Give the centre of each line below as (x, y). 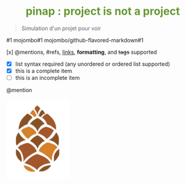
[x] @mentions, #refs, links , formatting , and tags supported (82, 52)
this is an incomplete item (47, 78)
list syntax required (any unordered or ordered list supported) (92, 64)
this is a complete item (43, 71)
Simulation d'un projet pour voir (61, 28)
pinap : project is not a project (103, 11)
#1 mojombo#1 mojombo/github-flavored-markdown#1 (75, 40)
